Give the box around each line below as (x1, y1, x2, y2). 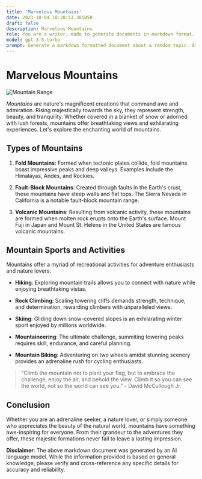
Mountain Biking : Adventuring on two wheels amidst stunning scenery (14, 351, 191, 359)
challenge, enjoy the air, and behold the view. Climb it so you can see (20, 376, 192, 383)
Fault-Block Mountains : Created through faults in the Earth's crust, (14, 183, 182, 191)
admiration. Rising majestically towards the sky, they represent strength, (6, 106, 185, 113)
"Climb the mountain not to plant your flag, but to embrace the (20, 369, 176, 377)
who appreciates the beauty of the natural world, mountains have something (6, 422, 195, 430)
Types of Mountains (6, 143, 83, 154)
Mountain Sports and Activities (6, 245, 125, 255)
